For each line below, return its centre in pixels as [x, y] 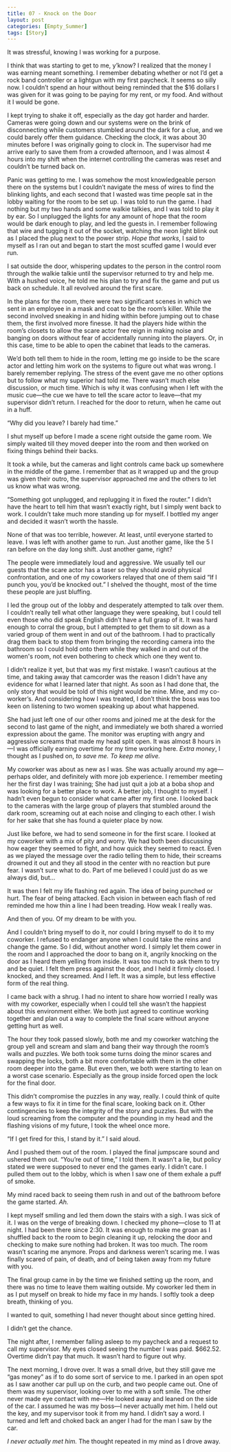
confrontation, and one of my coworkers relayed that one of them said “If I [112, 577]
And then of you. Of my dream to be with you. [72, 919]
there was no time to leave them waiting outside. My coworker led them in [112, 1287]
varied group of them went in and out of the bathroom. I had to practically [111, 635]
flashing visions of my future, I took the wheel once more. [89, 1125]
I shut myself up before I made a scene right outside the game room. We [110, 437]
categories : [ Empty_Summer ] [47, 26]
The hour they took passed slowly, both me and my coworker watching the [113, 1039]
